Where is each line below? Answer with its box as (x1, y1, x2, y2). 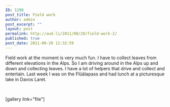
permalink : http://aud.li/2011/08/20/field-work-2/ (5, 31, 117, 36)
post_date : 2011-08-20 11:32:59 (5, 41, 74, 46)
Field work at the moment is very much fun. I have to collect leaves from (5, 55, 157, 61)
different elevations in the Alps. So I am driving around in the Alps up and (5, 60, 158, 66)
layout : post (5, 26, 33, 32)
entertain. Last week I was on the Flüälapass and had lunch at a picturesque (5, 71, 164, 77)
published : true (5, 36, 40, 41)
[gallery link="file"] (5, 96, 45, 102)
